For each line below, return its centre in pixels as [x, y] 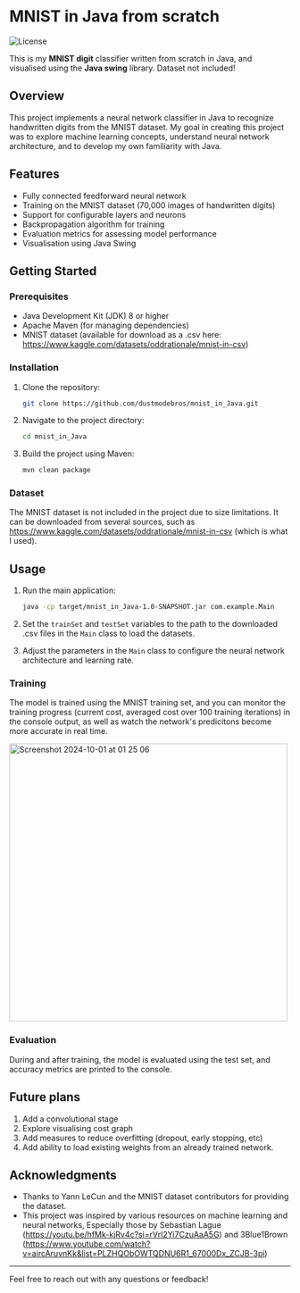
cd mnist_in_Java [54, 437]
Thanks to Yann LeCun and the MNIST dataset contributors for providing [155, 1197]
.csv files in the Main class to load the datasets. [108, 634]
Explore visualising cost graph [78, 1128]
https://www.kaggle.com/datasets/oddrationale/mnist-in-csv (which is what [149, 531]
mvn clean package [56, 471]
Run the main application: [69, 590]
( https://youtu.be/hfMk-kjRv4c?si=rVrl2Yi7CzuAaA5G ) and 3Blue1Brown [155, 1235]
